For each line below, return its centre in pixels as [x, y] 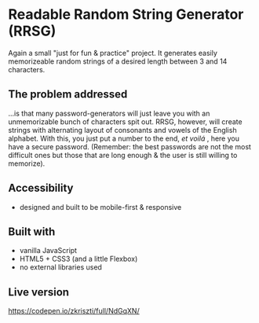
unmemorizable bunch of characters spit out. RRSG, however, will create [125, 121]
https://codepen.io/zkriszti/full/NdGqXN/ [74, 311]
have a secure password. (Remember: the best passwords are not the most [129, 146]
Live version [38, 292]
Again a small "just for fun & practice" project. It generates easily [113, 53]
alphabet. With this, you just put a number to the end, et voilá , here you [124, 138]
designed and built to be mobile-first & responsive [100, 207]
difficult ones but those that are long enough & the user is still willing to [123, 155]
